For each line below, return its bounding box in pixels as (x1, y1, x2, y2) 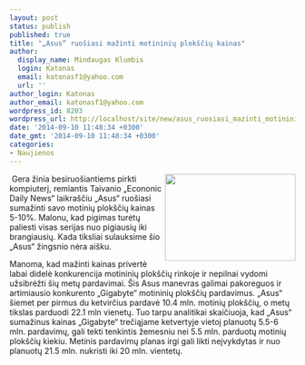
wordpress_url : (9, 114, 67, 123)
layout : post (9, 13, 59, 23)
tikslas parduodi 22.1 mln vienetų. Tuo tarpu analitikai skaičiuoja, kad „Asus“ (9, 306, 292, 318)
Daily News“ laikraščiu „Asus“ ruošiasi (9, 192, 152, 203)
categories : (9, 140, 54, 149)
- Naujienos (9, 148, 54, 157)
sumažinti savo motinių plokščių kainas (9, 202, 156, 213)
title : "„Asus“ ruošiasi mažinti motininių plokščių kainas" (9, 38, 246, 48)
